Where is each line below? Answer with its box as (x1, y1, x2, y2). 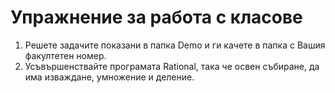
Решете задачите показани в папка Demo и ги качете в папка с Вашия (24, 39, 326, 51)
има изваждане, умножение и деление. (24, 71, 195, 83)
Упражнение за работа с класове (10, 6, 303, 29)
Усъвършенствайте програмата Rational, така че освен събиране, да (24, 60, 320, 72)
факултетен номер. (24, 49, 107, 61)
